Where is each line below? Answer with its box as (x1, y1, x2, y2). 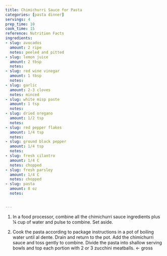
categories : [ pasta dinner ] (5, 12, 65, 17)
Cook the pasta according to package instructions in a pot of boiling (12, 229, 154, 235)
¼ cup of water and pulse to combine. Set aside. (12, 219, 114, 225)
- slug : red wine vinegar (5, 69, 60, 74)
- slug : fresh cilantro (5, 153, 55, 158)
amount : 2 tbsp (10, 59, 42, 64)
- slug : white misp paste (5, 97, 60, 102)
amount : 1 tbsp (10, 73, 42, 78)
